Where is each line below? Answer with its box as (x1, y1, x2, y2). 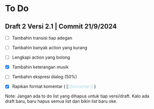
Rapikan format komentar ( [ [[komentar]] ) (12, 83, 96, 90)
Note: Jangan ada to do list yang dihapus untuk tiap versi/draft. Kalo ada (5, 93, 150, 99)
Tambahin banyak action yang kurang (12, 45, 88, 51)
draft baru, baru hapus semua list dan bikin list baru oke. (5, 98, 118, 104)
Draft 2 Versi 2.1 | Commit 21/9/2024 (5, 22, 117, 31)
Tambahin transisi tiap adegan (12, 35, 73, 41)
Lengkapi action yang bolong (12, 54, 70, 61)
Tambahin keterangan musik (12, 64, 69, 70)
